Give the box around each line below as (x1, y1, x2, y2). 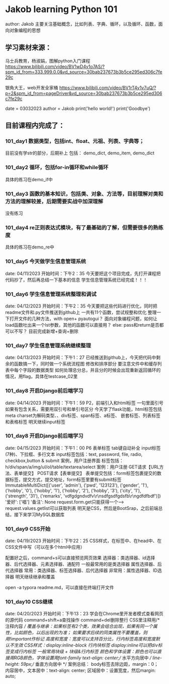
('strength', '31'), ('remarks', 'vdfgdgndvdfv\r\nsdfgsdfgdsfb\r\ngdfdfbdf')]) (5, 493, 161, 499)
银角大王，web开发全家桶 (5, 84, 58, 90)
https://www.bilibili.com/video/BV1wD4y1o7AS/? (5, 63, 105, 69)
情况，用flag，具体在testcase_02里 (5, 374, 78, 380)
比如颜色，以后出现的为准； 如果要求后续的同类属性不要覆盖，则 (14, 629, 147, 636)
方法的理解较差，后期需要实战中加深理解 (5, 198, 103, 205)
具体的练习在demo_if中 (5, 176, 53, 182)
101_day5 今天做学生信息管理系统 (5, 258, 87, 265)
